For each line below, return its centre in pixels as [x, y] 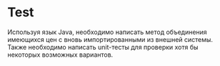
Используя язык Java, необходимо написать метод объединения [107, 32]
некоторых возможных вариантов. [60, 55]
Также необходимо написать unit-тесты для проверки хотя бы [103, 47]
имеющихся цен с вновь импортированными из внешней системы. [110, 39]
